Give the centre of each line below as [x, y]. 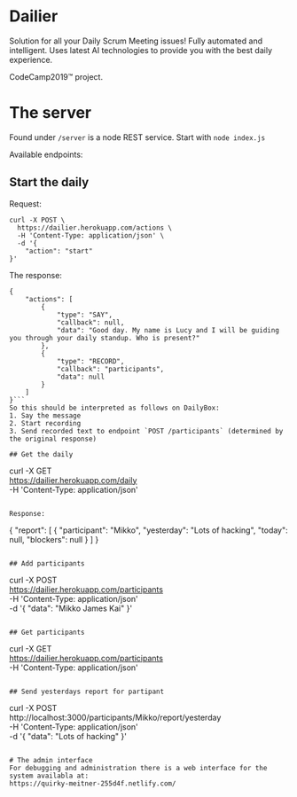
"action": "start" [59, 251]
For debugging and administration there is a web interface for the [138, 768]
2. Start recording [45, 423]
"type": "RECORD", [90, 361]
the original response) [53, 439]
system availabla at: [49, 776]
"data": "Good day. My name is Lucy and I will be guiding [168, 330]
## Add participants [47, 563]
